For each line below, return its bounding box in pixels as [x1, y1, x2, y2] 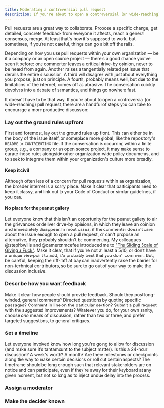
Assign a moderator [5, 384, 53, 391]
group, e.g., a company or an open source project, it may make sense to [5, 146, 150, 152]
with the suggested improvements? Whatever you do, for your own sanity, [5, 307, 154, 313]
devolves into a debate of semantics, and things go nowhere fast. [5, 87, 137, 93]
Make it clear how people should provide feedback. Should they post [5, 291, 143, 297]
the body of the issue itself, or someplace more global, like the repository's [5, 135, 156, 141]
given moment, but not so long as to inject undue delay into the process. [5, 372, 150, 378]
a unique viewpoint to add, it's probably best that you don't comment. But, [5, 253, 155, 258]
